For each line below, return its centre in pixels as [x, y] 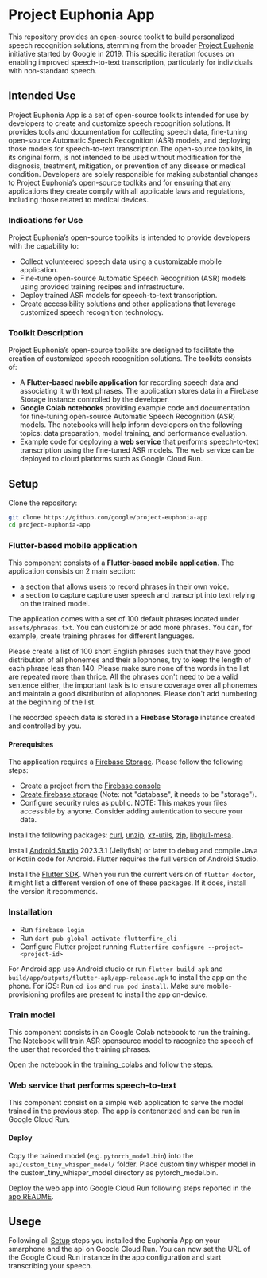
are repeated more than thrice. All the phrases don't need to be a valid [123, 677]
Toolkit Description [46, 332]
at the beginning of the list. [52, 702]
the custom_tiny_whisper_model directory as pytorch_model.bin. [113, 1172]
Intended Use [42, 96]
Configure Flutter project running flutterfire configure [112, 947]
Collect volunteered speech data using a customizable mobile [121, 261]
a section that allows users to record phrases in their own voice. [124, 586]
